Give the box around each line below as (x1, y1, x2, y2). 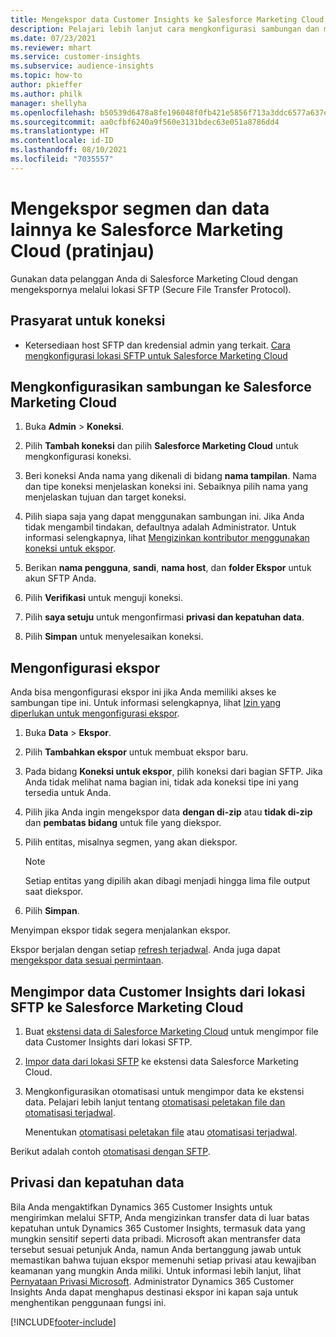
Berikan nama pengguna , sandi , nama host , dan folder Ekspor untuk (24, 562, 312, 574)
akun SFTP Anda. (24, 572, 97, 585)
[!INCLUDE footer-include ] (10, 1316, 117, 1328)
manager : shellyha (10, 98, 87, 108)
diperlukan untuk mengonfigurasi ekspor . (10, 707, 180, 720)
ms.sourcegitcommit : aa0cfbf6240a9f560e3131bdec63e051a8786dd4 (10, 117, 280, 127)
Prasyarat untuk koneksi (10, 312, 166, 330)
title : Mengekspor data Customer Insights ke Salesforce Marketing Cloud (10, 14, 325, 25)
